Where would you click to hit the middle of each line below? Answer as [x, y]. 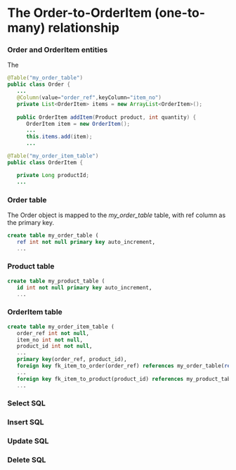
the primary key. [31, 222]
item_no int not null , [50, 340]
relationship [84, 28]
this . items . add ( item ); [59, 137]
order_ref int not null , [53, 333]
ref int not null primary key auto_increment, [86, 242]
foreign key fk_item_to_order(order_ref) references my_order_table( [120, 366]
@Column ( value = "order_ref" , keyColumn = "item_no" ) [89, 98]
